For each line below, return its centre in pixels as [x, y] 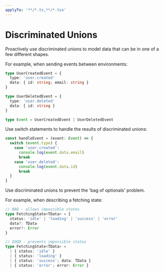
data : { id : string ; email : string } [49, 83]
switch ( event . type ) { [33, 143]
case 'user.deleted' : [37, 162]
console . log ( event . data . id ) [48, 167]
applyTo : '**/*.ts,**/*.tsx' [36, 10]
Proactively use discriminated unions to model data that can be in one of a [82, 49]
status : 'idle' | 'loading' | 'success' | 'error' [64, 219]
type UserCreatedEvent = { [33, 73]
